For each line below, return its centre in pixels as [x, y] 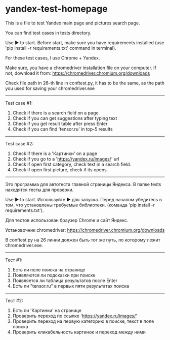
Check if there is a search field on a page [55, 113]
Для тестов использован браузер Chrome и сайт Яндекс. [67, 220]
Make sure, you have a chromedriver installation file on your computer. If [81, 68]
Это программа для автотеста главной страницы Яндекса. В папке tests [83, 184]
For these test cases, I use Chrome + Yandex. [53, 58]
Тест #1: [14, 260]
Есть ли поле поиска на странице [49, 269]
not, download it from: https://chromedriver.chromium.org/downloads [78, 73]
